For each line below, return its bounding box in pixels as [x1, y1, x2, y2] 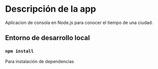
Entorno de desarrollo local [5, 34, 90, 42]
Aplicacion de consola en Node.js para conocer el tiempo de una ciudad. [5, 20, 153, 25]
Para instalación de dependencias [5, 58, 74, 64]
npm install [5, 48, 34, 54]
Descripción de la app [5, 3, 96, 15]
